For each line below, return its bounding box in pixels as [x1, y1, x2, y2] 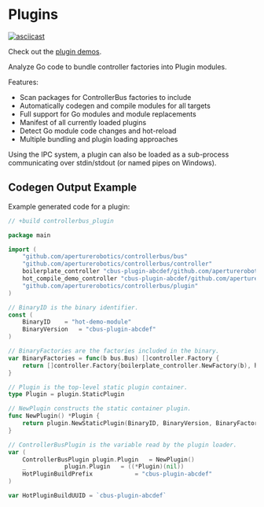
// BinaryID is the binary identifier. [8, 303, 139, 312]
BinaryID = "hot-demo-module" [22, 318, 132, 326]
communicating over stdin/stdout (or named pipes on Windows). [8, 157, 217, 167]
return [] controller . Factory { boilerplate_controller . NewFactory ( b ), [22, 361, 251, 369]
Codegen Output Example [8, 181, 137, 194]
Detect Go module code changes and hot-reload [19, 126, 177, 135]
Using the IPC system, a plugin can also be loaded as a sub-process [8, 150, 229, 159]
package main [8, 231, 51, 239]
